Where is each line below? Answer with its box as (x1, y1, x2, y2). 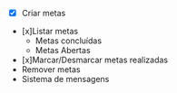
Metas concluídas (34, 35, 102, 46)
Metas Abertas (34, 45, 92, 56)
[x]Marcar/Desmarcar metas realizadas (21, 54, 169, 66)
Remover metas (21, 64, 81, 75)
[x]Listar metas (21, 26, 79, 37)
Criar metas (21, 8, 66, 18)
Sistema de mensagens (21, 74, 110, 85)
